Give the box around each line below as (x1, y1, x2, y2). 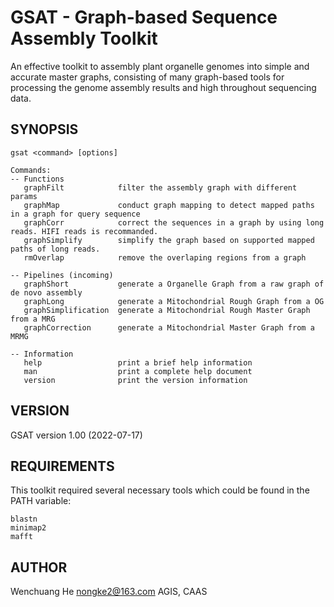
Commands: (10, 165, 52, 175)
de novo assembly (10, 287, 83, 298)
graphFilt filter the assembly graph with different (23, 182, 298, 193)
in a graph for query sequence (10, 209, 141, 219)
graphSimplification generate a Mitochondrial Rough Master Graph (23, 305, 311, 315)
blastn (10, 514, 38, 525)
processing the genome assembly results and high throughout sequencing (10, 81, 317, 93)
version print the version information (23, 375, 248, 385)
